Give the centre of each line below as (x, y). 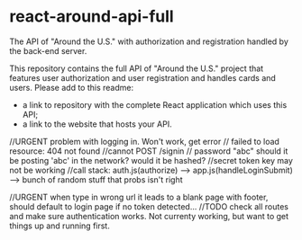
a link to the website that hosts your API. (97, 124)
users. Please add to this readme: (71, 87)
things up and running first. (59, 226)
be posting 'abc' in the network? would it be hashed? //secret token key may (151, 160)
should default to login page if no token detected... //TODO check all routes (149, 206)
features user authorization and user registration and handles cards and (143, 77)
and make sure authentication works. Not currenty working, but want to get (149, 216)
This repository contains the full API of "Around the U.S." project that (137, 68)
